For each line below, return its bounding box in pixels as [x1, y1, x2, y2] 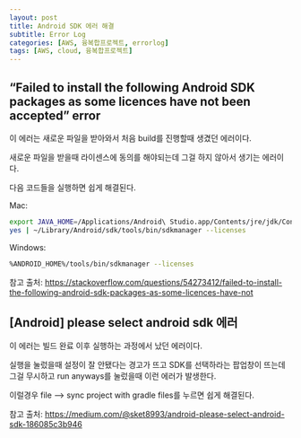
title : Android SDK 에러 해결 [9, 22, 115, 31]
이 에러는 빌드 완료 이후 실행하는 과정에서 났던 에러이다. [9, 340, 203, 351]
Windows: [9, 241, 47, 252]
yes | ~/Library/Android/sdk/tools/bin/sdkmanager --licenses [9, 225, 246, 234]
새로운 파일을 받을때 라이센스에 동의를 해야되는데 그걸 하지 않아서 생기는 [9, 152, 261, 162]
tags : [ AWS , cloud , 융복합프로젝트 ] [9, 47, 133, 56]
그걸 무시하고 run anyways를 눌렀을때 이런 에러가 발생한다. [9, 371, 217, 381]
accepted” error [9, 108, 101, 123]
